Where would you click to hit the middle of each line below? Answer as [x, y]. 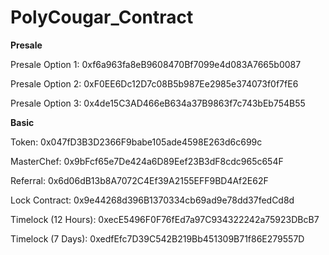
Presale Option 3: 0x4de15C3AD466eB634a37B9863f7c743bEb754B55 [158, 103]
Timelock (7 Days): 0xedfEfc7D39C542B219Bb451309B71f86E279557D [157, 238]
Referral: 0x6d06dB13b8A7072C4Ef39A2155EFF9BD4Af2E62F [139, 180]
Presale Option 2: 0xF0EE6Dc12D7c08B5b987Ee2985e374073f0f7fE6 [154, 83]
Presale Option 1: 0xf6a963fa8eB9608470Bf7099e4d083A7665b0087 [156, 64]
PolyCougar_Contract [102, 17]
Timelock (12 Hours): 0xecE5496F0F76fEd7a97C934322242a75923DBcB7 [165, 219]
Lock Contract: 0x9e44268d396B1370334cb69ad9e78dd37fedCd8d [152, 200]
